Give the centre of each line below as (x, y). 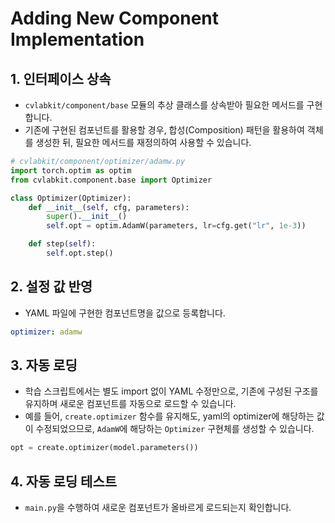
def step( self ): (62, 244)
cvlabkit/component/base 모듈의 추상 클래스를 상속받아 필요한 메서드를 (164, 105)
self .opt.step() (80, 253)
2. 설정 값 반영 (51, 287)
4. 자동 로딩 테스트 (64, 481)
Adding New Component (115, 18)
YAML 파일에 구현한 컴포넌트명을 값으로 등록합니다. (125, 313)
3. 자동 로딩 (44, 365)
